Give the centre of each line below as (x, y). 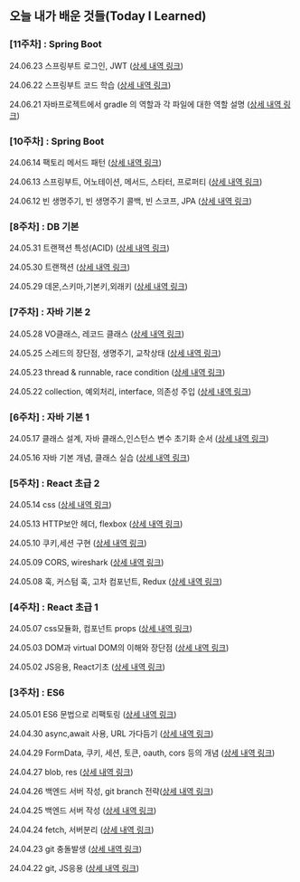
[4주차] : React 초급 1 (54, 607)
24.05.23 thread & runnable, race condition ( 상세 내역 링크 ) (117, 372)
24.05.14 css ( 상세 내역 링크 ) (61, 505)
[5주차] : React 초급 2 (55, 483)
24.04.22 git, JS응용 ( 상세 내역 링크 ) (75, 868)
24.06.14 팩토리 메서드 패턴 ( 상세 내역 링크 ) (86, 162)
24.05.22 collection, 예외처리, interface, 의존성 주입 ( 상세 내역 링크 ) (131, 391)
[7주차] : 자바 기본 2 (50, 312)
